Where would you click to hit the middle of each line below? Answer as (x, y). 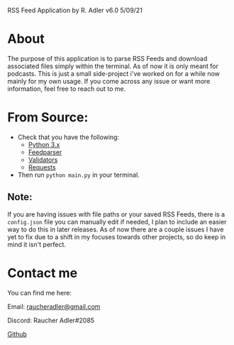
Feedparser (45, 152)
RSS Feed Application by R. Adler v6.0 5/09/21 (75, 10)
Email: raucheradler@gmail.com (54, 306)
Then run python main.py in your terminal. (78, 175)
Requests (42, 167)
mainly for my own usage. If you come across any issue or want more (109, 81)
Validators (43, 160)
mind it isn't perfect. (37, 244)
